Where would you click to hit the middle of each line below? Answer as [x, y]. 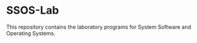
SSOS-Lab [33, 10]
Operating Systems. [31, 33]
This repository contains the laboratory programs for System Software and [99, 27]
